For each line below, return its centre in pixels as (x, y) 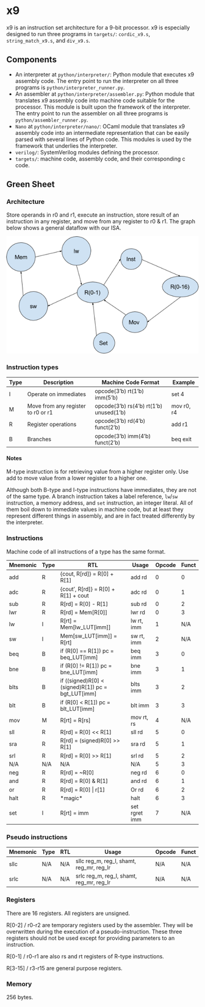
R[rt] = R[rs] (75, 720)
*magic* (71, 798)
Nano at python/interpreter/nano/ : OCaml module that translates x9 (100, 126)
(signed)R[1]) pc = (84, 687)
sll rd (137, 732)
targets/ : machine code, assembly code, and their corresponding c (100, 159)
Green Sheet (31, 185)
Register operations (52, 424)
